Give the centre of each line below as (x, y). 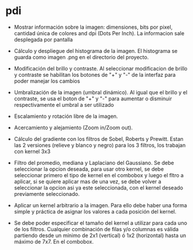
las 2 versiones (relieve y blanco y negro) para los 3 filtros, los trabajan (100, 145)
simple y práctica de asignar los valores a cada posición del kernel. (95, 211)
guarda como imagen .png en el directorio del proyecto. (81, 57)
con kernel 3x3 (32, 151)
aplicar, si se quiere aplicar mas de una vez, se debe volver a (88, 181)
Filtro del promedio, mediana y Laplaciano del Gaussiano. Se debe (94, 163)
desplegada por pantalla (43, 39)
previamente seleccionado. (47, 194)
